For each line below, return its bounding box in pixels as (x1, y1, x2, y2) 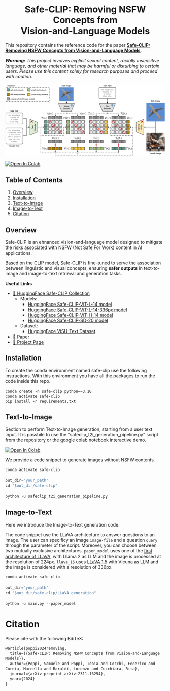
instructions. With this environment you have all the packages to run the (5, 373, 156, 379)
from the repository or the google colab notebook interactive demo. (5, 437, 146, 443)
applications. (5, 250, 32, 256)
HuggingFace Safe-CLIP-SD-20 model (27, 317, 108, 323)
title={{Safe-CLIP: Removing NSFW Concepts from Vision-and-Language (10, 651, 160, 656)
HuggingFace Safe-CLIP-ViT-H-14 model (27, 312, 113, 318)
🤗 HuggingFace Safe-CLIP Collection (12, 290, 90, 296)
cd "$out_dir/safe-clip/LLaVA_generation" (5, 591, 96, 596)
